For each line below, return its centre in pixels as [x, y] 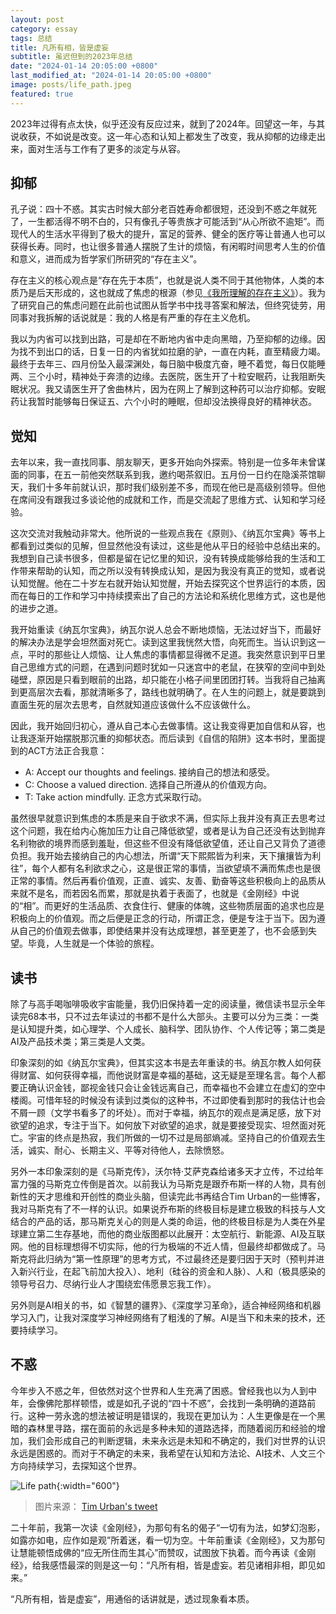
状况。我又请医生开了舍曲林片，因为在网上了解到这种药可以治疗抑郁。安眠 [172, 389]
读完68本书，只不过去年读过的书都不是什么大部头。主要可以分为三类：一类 [165, 1017]
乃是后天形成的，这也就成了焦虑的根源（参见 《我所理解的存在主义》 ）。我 [167, 293]
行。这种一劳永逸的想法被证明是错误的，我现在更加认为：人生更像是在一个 [163, 1415]
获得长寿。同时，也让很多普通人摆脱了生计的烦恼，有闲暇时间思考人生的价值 [168, 247]
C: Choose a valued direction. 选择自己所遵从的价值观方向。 [148, 785]
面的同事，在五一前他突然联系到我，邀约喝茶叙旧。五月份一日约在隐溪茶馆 [163, 475]
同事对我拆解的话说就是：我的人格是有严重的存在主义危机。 [133, 318]
